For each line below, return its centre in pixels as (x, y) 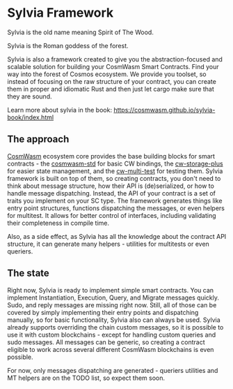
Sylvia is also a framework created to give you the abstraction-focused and (115, 59)
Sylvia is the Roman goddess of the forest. (68, 45)
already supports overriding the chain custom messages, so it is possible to (115, 327)
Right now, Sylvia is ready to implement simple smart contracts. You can (111, 290)
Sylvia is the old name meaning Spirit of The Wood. (81, 32)
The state (29, 273)
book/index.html (31, 117)
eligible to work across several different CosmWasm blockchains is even (111, 349)
